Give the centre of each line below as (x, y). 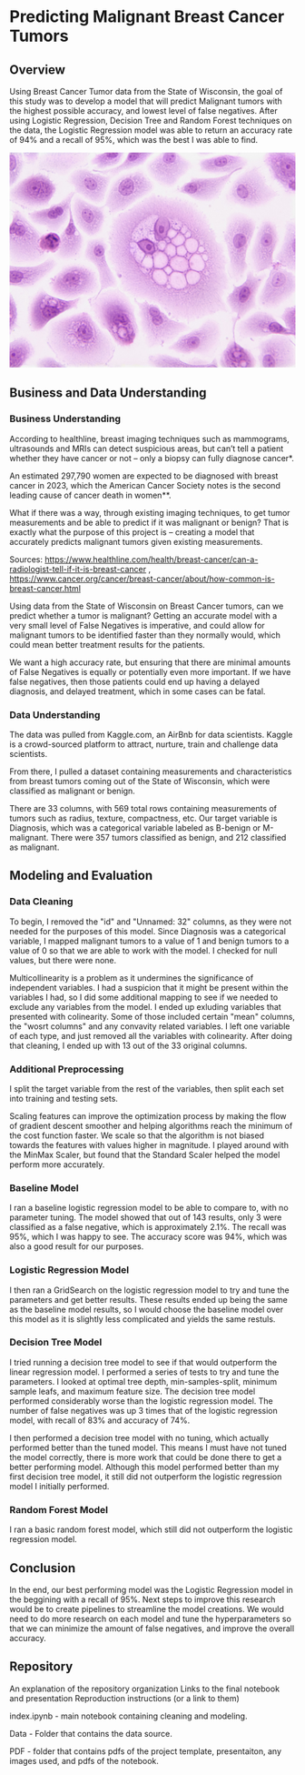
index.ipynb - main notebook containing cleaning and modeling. (128, 1716)
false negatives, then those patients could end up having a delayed (135, 681)
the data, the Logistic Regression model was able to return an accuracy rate (151, 130)
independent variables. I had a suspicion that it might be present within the (149, 987)
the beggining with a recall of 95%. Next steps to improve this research (143, 1599)
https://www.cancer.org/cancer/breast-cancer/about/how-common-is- (142, 579)
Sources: (26, 559)
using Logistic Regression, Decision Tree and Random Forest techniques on (151, 121)
